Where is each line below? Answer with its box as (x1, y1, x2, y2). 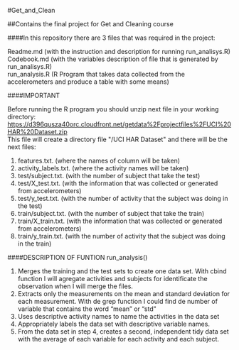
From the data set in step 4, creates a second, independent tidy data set (17, 327, 229, 336)
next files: (7, 143, 37, 151)
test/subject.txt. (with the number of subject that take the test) (17, 172, 201, 180)
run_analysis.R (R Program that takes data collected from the (7, 70, 185, 78)
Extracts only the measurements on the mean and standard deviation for (17, 290, 230, 297)
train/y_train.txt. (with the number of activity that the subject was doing (17, 232, 225, 240)
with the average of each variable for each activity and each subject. (17, 335, 219, 343)
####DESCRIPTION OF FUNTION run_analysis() (7, 253, 148, 261)
